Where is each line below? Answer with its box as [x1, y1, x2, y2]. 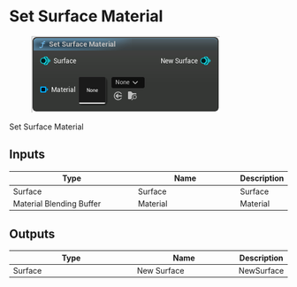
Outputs [9, 226, 56, 241]
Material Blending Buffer [12, 198, 102, 209]
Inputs [9, 147, 46, 162]
